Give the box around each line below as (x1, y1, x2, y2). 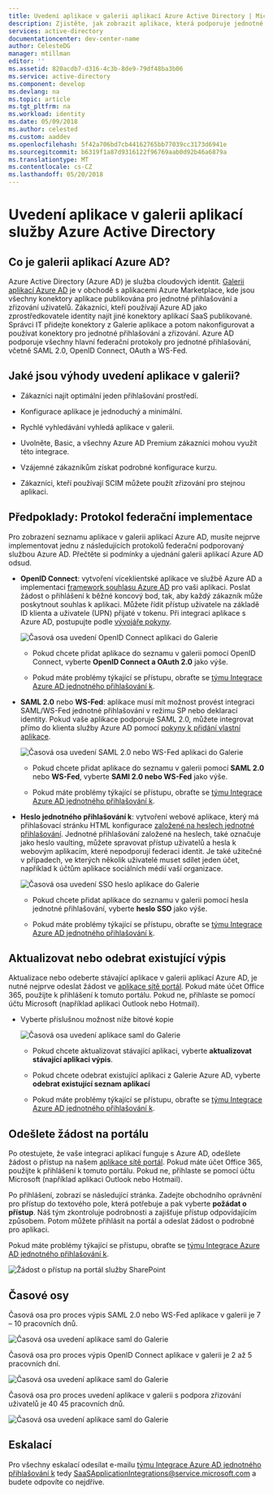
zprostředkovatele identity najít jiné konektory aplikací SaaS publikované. (8, 311, 253, 321)
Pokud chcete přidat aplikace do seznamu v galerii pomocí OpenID (32, 648, 256, 658)
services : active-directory (8, 27, 104, 35)
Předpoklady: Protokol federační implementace (8, 510, 253, 524)
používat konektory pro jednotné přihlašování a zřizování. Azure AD (8, 328, 234, 338)
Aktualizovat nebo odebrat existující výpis (8, 951, 227, 965)
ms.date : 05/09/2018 (8, 118, 79, 126)
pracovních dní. (8, 1358, 61, 1369)
